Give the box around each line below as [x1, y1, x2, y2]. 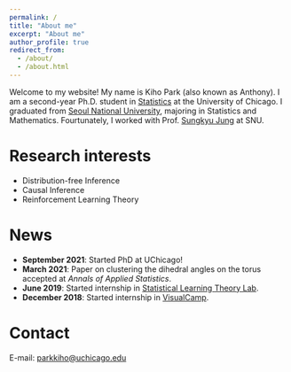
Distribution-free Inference [21, 174, 121, 186]
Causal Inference [21, 184, 85, 195]
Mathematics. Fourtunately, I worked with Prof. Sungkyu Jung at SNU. [9, 114, 264, 125]
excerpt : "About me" [9, 29, 86, 38]
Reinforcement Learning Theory [21, 194, 139, 205]
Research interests [9, 146, 152, 167]
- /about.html [17, 63, 69, 72]
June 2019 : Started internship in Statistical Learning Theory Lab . [21, 283, 259, 293]
